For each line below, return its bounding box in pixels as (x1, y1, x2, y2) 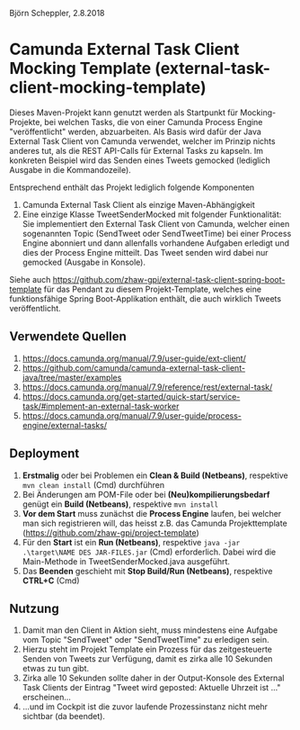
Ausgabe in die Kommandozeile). (9, 164, 132, 175)
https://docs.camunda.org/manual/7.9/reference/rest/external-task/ (22, 382, 273, 392)
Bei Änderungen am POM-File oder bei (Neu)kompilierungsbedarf (22, 489, 270, 500)
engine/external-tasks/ (22, 419, 108, 430)
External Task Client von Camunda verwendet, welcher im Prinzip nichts (9, 135, 276, 147)
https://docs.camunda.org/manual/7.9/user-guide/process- (22, 410, 243, 421)
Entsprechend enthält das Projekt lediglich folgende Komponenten (9, 182, 255, 193)
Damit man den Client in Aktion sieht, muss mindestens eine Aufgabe (22, 625, 278, 635)
